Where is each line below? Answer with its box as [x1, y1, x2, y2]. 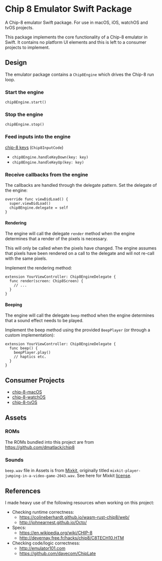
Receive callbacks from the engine [5, 171, 88, 178]
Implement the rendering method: [5, 265, 72, 271]
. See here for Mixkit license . [74, 473, 132, 479]
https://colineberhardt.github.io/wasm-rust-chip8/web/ [19, 514, 130, 520]
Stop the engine [5, 111, 44, 118]
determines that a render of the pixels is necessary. [5, 236, 108, 242]
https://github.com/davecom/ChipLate [19, 550, 96, 556]
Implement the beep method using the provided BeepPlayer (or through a [5, 327, 150, 333]
